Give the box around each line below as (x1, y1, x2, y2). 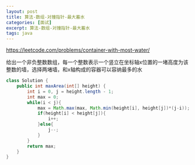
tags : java (6, 31, 33, 36)
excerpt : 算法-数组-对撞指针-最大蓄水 (6, 25, 90, 31)
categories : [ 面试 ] (6, 19, 52, 25)
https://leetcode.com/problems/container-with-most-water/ (6, 46, 150, 53)
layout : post (6, 8, 38, 15)
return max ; (27, 143, 57, 149)
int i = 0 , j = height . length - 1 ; (27, 89, 114, 95)
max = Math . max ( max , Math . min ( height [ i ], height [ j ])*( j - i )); (37, 105, 190, 111)
